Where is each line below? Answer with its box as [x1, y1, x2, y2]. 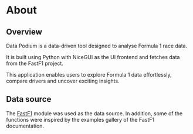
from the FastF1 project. [6, 60, 63, 67]
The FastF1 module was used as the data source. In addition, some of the [6, 109, 183, 117]
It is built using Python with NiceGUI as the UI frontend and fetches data [6, 54, 180, 60]
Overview [6, 27, 43, 37]
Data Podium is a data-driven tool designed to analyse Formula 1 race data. [6, 42, 188, 49]
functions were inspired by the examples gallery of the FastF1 [6, 116, 154, 123]
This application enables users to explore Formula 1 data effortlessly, [6, 71, 172, 78]
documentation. [6, 122, 45, 129]
